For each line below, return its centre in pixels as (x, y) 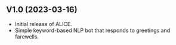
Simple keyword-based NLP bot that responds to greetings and (92, 30)
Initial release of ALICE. (44, 24)
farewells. (27, 36)
